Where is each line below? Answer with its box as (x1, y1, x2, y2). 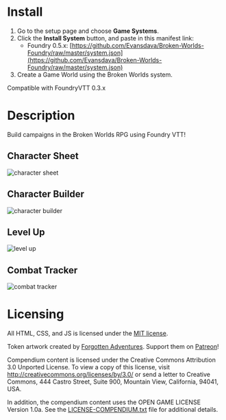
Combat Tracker (7, 264, 78, 276)
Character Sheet (7, 150, 79, 162)
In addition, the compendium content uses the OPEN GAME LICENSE (7, 398, 201, 406)
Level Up (7, 226, 45, 238)
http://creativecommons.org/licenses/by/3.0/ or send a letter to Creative (7, 371, 211, 379)
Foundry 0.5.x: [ (27, 41, 73, 49)
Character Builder (7, 188, 84, 200)
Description (7, 108, 75, 123)
